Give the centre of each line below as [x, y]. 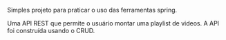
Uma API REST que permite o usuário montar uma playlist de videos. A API [113, 23]
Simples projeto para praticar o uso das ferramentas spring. [92, 10]
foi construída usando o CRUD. [51, 31]
